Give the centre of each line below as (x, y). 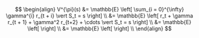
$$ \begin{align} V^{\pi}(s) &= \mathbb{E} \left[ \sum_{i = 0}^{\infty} (99, 9)
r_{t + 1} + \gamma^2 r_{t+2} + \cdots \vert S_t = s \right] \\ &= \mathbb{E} (99, 22)
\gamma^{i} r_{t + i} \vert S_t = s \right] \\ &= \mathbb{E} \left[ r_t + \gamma (99, 16)
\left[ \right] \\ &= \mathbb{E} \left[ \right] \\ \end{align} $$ (99, 28)
